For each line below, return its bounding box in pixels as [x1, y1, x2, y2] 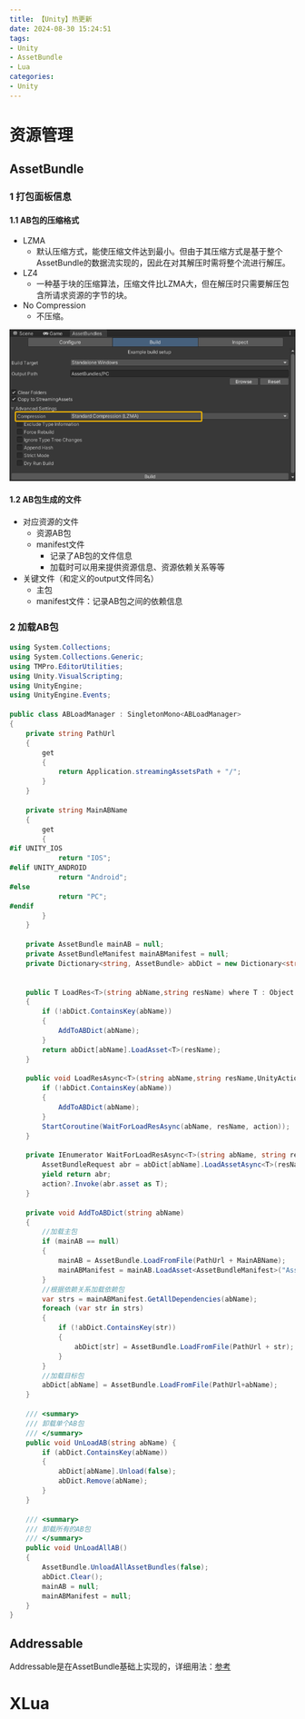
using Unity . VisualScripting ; [9, 671, 124, 681]
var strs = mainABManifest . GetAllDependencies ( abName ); [42, 1295, 258, 1304]
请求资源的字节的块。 [52, 290, 133, 301]
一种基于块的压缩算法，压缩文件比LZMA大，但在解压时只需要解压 [35, 278, 281, 290]
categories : [9, 73, 54, 82]
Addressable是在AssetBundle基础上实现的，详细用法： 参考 [9, 1661, 231, 1672]
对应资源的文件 [22, 516, 79, 527]
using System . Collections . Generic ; [9, 652, 144, 661]
